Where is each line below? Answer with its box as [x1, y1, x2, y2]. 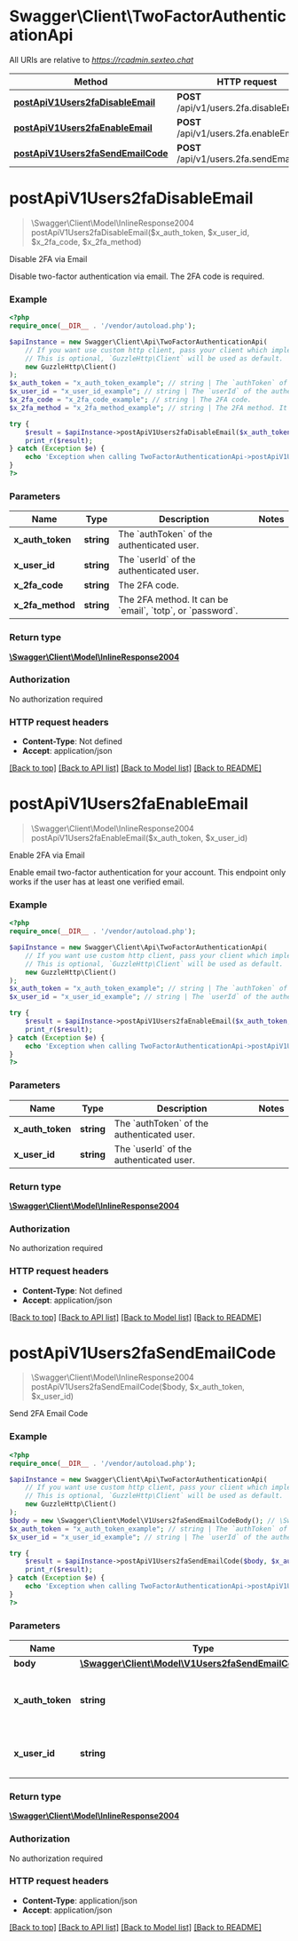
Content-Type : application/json [21, 1895, 137, 1905]
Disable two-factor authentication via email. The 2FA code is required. [9, 271, 265, 281]
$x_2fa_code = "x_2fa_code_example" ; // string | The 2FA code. [9, 395, 252, 405]
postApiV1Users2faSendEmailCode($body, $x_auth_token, [30, 1382, 246, 1392]
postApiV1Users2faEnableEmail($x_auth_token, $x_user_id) [30, 833, 248, 844]
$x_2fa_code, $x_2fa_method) [30, 236, 142, 247]
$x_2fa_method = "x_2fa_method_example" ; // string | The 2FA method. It [9, 403, 288, 412]
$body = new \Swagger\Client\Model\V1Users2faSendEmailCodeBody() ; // [9, 1516, 276, 1525]
